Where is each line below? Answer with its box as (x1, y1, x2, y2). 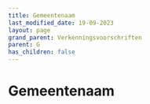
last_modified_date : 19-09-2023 (8, 19, 114, 27)
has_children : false (8, 48, 76, 56)
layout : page (8, 26, 51, 34)
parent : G (8, 41, 41, 49)
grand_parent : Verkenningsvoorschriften (8, 33, 143, 42)
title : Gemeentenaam (8, 11, 76, 20)
